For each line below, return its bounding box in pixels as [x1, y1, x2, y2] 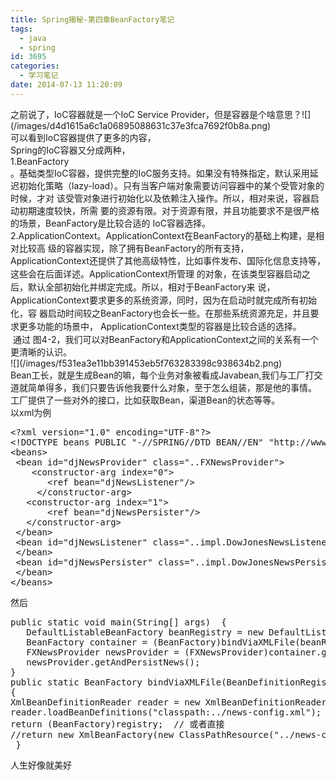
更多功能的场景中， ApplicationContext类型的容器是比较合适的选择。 [18, 320, 302, 332]
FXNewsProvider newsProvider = [26, 646, 180, 658]
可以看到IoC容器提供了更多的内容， [10, 131, 157, 143]
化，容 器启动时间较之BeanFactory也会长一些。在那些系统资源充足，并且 [10, 307, 311, 319]
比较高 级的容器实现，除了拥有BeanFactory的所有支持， [18, 242, 250, 254]
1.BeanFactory [10, 155, 70, 167]
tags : [10, 24, 33, 34]
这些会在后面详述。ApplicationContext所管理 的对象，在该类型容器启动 [10, 267, 302, 280]
